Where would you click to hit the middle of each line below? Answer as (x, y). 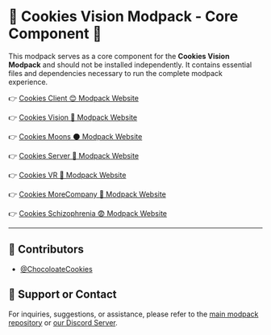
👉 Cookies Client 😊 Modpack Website (74, 98)
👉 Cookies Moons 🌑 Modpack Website (75, 136)
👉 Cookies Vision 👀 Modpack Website (73, 117)
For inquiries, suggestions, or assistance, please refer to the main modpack (133, 314)
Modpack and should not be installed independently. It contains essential (130, 65)
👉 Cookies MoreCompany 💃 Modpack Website (88, 194)
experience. (28, 82)
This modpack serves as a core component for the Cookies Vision (119, 56)
